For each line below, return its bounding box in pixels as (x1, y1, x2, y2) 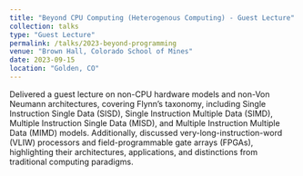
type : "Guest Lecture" (9, 30, 96, 39)
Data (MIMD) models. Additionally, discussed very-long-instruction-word (9, 127, 283, 138)
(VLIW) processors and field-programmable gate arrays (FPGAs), (9, 137, 254, 148)
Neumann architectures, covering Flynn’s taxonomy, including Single (9, 98, 267, 109)
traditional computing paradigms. (9, 156, 134, 167)
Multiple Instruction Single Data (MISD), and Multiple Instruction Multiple (9, 117, 280, 128)
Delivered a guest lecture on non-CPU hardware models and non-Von (9, 88, 270, 100)
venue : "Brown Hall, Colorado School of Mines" (9, 47, 194, 56)
